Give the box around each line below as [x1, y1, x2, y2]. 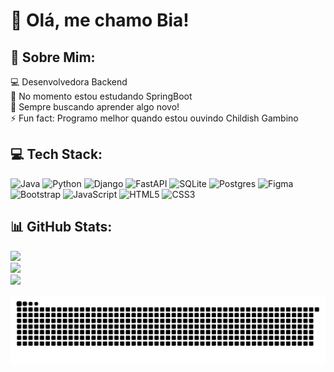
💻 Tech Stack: [10, 146, 103, 163]
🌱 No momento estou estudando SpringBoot [10, 90, 193, 102]
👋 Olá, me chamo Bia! [10, 9, 190, 32]
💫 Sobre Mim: [10, 49, 96, 66]
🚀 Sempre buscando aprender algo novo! [10, 101, 180, 113]
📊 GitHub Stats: [10, 219, 113, 236]
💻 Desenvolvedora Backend [10, 76, 128, 88]
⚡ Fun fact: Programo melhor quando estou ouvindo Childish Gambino [10, 112, 299, 124]
